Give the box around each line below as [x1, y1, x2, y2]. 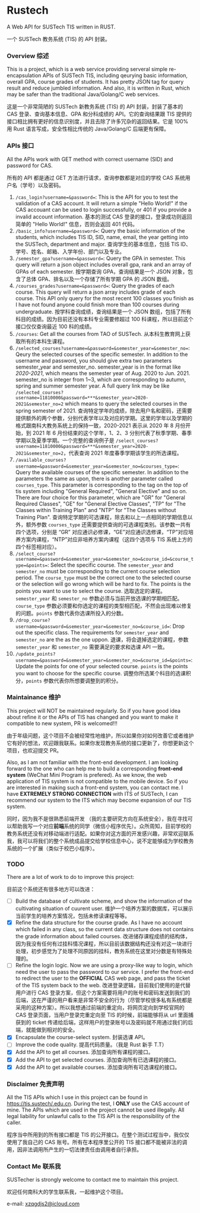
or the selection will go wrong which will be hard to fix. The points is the [15, 580, 191, 588]
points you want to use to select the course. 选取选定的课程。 [15, 587, 166, 594]
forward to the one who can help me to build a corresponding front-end [7, 765, 183, 772]
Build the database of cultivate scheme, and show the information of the [15, 897, 192, 905]
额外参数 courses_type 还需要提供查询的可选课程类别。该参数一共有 [26, 520, 191, 528]
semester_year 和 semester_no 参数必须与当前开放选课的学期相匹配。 [15, 595, 183, 602]
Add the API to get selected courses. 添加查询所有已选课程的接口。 [15, 1056, 180, 1063]
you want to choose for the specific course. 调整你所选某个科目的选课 [15, 669, 186, 677]
